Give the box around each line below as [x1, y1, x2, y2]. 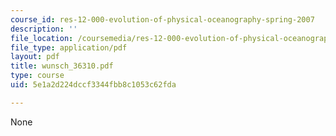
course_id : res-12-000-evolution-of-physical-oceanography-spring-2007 [10, 14, 315, 25]
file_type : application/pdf [10, 42, 128, 53]
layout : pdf [10, 52, 60, 62]
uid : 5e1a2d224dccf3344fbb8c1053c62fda [10, 80, 177, 90]
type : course [10, 71, 65, 81]
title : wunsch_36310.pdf [10, 61, 114, 71]
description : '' [10, 24, 78, 34]
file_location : [10, 33, 74, 43]
